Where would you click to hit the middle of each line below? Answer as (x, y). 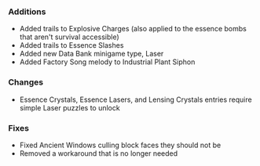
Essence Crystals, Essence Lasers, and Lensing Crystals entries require (136, 99)
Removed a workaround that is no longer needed (99, 153)
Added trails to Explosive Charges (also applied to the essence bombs (133, 29)
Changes (26, 82)
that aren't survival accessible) (69, 37)
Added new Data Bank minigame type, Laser (92, 54)
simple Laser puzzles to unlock (70, 107)
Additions (27, 12)
